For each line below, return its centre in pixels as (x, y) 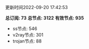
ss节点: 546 (25, 28)
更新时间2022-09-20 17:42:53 (37, 7)
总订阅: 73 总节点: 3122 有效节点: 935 (45, 18)
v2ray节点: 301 (28, 35)
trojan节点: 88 (27, 41)
